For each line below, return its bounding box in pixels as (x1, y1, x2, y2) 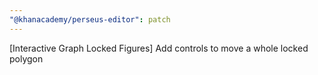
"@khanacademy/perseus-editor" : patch (9, 14, 171, 25)
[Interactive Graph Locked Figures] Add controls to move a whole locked (9, 42, 309, 54)
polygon (9, 52, 44, 65)
